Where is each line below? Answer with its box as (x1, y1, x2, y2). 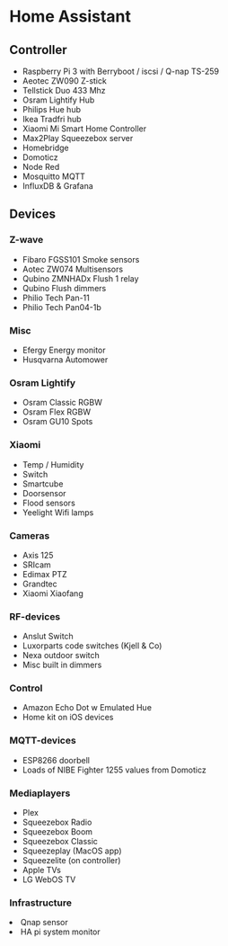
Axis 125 (22, 549, 54, 560)
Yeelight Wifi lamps (22, 506, 94, 518)
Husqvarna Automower (22, 353, 109, 365)
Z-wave (9, 234, 44, 246)
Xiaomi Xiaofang (22, 587, 83, 599)
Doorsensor (22, 487, 66, 498)
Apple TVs (22, 865, 61, 876)
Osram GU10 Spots (22, 416, 93, 427)
